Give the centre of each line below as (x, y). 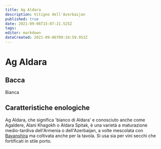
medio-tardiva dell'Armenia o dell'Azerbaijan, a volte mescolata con (74, 130)
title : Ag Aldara (23, 10)
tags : (11, 28)
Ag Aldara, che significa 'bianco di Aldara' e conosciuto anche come (75, 120)
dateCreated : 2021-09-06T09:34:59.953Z (46, 38)
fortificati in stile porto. (28, 141)
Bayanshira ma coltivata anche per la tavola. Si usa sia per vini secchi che (80, 136)
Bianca (12, 92)
